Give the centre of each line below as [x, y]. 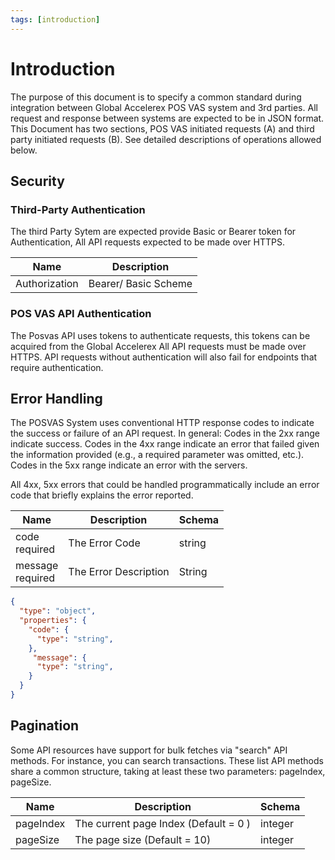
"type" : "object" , [58, 611]
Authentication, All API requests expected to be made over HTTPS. [147, 242]
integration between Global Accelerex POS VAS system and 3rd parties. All [164, 107]
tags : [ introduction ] [55, 19]
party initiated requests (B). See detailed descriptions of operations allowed [166, 139]
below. [24, 150]
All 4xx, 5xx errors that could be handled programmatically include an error [165, 485]
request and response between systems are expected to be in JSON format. [167, 118]
